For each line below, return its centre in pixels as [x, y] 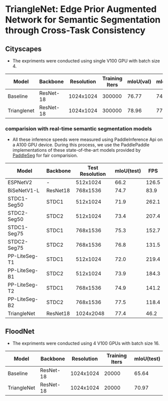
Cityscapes [23, 49]
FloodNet [20, 331]
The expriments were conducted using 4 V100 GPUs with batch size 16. [86, 344]
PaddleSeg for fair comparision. [45, 155]
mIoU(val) [139, 82]
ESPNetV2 [20, 182]
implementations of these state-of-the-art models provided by [76, 150]
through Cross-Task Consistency [75, 30]
